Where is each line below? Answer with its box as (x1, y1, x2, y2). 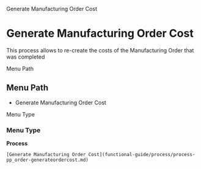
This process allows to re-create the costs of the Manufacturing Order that (6, 46, 194, 54)
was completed (6, 53, 45, 60)
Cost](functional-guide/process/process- (88, 152, 196, 158)
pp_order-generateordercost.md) (6, 157, 89, 164)
